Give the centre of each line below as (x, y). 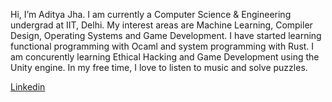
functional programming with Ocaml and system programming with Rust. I (162, 46)
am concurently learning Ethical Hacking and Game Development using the (165, 57)
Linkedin (28, 87)
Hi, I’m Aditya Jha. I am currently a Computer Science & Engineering (151, 14)
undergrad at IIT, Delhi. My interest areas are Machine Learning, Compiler (161, 25)
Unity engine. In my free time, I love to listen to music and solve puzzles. (159, 67)
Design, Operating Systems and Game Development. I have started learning (166, 35)
